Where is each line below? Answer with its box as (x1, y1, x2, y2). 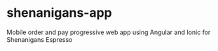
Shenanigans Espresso (6, 35, 73, 43)
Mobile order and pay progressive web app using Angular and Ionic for (6, 28, 211, 36)
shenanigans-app (6, 5, 113, 21)
